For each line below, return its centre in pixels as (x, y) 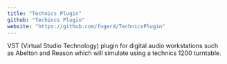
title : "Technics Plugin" (44, 13)
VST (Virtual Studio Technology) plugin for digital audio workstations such (113, 46)
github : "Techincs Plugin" (46, 20)
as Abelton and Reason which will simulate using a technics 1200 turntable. (114, 53)
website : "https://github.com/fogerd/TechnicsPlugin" (87, 26)
